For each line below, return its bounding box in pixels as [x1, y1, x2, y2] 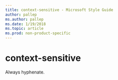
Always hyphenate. [5, 69, 45, 75]
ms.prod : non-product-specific [5, 31, 71, 36]
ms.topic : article [5, 26, 44, 31]
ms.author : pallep [5, 17, 44, 22]
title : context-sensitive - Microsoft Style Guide [5, 7, 113, 13]
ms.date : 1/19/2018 [5, 21, 46, 27]
